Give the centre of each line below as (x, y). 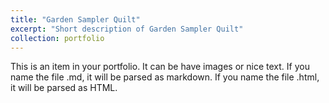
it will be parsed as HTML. (64, 88)
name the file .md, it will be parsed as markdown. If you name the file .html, (165, 77)
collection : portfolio (57, 38)
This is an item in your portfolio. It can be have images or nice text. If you (160, 67)
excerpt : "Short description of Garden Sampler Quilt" (127, 29)
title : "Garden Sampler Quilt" (75, 19)
